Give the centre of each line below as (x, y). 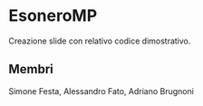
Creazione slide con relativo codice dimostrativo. (100, 41)
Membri (31, 69)
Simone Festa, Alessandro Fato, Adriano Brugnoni (101, 91)
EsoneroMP (53, 16)
